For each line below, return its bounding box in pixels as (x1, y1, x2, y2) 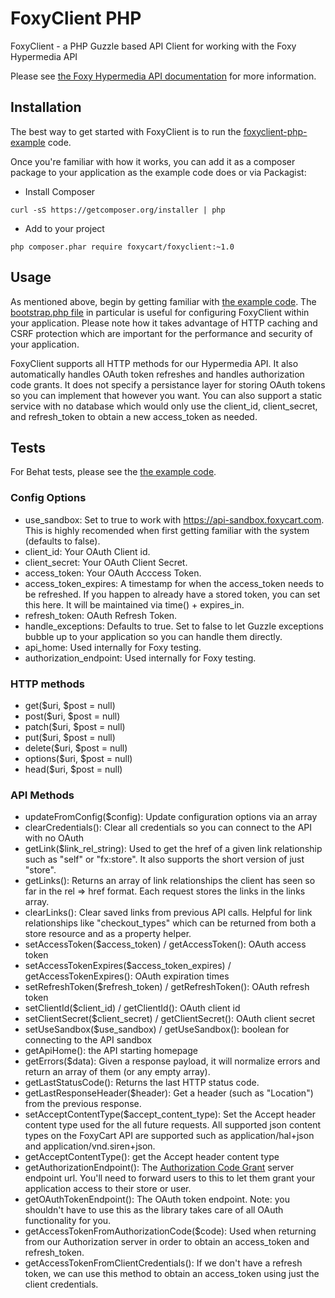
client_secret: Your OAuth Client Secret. (24, 556, 188, 568)
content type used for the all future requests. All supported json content (24, 1119, 322, 1131)
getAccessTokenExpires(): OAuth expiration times (24, 970, 230, 982)
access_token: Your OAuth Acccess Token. (24, 567, 202, 579)
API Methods (10, 788, 75, 802)
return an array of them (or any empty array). (24, 1066, 211, 1078)
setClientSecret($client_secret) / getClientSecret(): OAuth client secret (24, 1013, 315, 1025)
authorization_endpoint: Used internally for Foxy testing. (24, 652, 257, 664)
